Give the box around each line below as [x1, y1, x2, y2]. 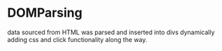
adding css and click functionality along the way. [7, 35, 148, 43]
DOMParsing [7, 5, 82, 21]
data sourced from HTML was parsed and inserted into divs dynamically [7, 28, 215, 36]
